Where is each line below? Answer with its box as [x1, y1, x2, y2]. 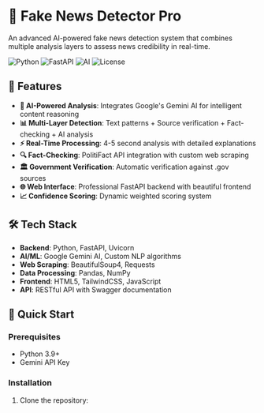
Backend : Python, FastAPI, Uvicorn [19, 242, 135, 252]
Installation [8, 377, 53, 389]
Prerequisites [8, 331, 61, 342]
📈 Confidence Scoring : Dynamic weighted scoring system [19, 191, 212, 201]
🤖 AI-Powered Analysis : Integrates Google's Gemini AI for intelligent [19, 100, 243, 110]
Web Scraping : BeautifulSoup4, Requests [19, 260, 155, 269]
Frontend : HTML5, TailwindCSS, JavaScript [19, 276, 162, 286]
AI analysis [58, 130, 94, 139]
